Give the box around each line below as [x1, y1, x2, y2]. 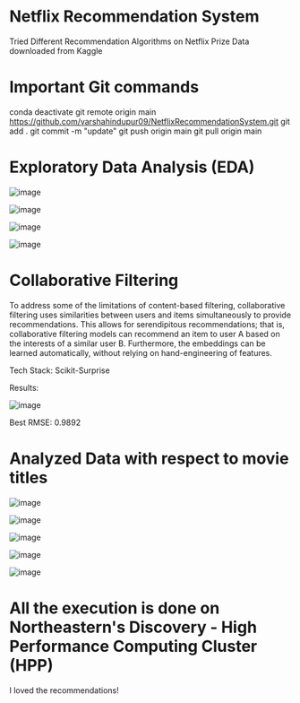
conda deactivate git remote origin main [9, 106, 157, 117]
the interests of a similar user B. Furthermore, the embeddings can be [9, 338, 266, 349]
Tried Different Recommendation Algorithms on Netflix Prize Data [9, 36, 250, 47]
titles [9, 467, 48, 488]
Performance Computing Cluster [9, 636, 258, 656]
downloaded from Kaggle [9, 45, 103, 56]
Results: [9, 382, 39, 393]
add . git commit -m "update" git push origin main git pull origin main [9, 126, 262, 136]
